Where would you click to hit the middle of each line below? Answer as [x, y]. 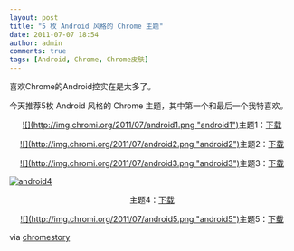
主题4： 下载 [152, 200]
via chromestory [40, 237]
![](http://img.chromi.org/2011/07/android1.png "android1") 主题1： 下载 [152, 125]
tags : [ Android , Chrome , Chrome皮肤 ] [79, 60]
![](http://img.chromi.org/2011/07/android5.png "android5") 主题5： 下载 [152, 219]
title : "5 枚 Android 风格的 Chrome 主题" [86, 26]
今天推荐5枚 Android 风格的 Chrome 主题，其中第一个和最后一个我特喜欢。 [149, 106]
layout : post [34, 18]
